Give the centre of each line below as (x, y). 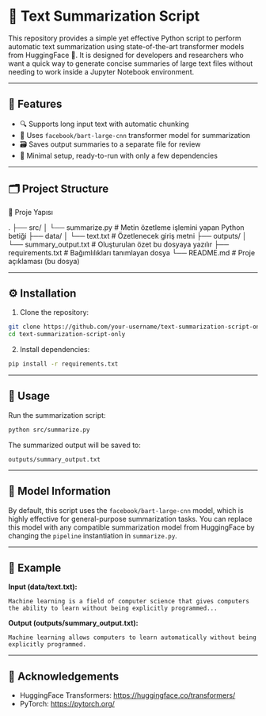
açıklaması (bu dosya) (44, 261)
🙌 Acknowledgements (64, 676)
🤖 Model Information (59, 491)
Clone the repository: (54, 312)
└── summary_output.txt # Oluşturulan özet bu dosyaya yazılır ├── (119, 244)
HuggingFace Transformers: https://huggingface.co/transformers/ (127, 695)
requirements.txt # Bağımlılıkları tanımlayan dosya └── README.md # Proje (132, 252)
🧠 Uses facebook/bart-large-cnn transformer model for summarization (135, 135)
